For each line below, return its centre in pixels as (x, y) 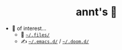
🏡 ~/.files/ (35, 34)
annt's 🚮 (97, 12)
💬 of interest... (29, 28)
